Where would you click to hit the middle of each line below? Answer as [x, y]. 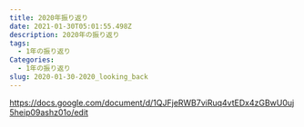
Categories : [32, 60]
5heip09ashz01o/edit [49, 112]
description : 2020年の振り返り [65, 34]
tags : [20, 43]
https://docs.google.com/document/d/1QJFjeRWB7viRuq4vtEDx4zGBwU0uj [152, 103]
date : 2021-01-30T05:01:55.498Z [71, 26]
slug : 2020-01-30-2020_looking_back [79, 77]
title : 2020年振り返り [49, 18]
